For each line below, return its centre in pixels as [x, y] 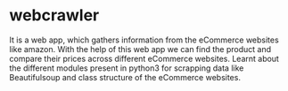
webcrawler [54, 15]
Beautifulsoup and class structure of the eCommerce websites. [125, 77]
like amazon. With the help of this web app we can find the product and [140, 49]
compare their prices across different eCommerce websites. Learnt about [144, 58]
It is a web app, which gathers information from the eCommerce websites [144, 40]
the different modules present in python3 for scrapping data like [127, 68]
